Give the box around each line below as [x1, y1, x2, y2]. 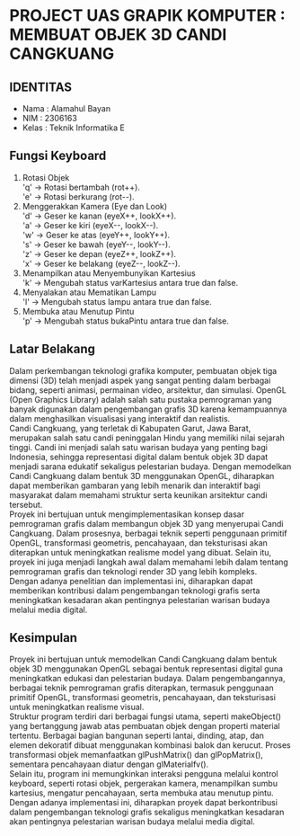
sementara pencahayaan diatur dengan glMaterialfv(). [9, 759, 209, 769]
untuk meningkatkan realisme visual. [9, 702, 145, 713]
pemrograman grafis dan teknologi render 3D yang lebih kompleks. [9, 565, 258, 576]
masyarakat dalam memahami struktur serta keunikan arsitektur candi [9, 489, 268, 500]
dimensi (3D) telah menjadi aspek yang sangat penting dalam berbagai [9, 375, 271, 386]
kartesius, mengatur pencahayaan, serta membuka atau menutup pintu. [9, 787, 274, 798]
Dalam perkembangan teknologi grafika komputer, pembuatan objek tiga [9, 365, 278, 376]
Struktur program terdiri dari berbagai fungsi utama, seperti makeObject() [9, 711, 281, 722]
